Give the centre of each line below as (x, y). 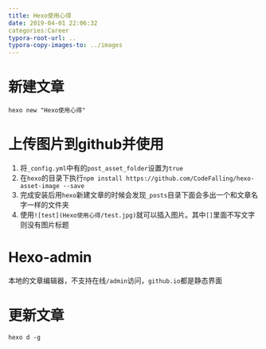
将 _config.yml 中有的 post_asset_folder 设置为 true (101, 168)
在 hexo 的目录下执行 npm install (71, 178)
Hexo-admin (50, 258)
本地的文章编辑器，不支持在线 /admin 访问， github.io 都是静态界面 (115, 280)
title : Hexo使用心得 (40, 16)
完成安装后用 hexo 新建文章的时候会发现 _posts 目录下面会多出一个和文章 (135, 195)
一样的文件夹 (48, 205)
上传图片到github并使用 (86, 145)
